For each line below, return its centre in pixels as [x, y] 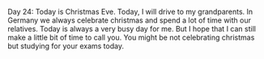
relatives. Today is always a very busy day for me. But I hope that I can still [132, 29]
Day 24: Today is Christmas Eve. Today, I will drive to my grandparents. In [130, 12]
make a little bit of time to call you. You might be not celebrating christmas [131, 37]
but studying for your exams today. [66, 46]
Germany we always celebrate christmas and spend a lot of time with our [130, 20]
